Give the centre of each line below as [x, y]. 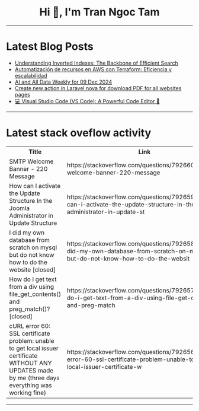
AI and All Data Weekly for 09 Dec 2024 [63, 82]
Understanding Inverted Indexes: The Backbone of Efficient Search [97, 63]
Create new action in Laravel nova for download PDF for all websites [98, 88]
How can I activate [35, 186]
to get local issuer [34, 348]
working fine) [28, 393]
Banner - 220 [28, 168]
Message [22, 176]
